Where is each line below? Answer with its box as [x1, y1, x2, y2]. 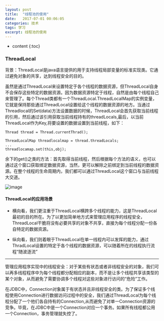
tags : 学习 [5, 25, 26, 30]
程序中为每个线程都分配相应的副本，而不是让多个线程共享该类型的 [26, 269, 159, 276]
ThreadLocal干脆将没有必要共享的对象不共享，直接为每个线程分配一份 [12, 220, 153, 226]
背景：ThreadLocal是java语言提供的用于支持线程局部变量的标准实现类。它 [5, 67, 154, 73]
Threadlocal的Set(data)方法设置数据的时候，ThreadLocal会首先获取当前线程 [5, 108, 159, 114]
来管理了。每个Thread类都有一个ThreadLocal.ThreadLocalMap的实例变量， [5, 96, 157, 101]
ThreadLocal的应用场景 [5, 196, 53, 201]
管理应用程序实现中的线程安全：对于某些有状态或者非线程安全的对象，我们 [5, 263, 155, 269]
